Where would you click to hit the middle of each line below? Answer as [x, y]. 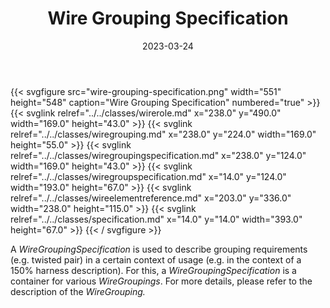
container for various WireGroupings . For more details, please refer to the [161, 281]
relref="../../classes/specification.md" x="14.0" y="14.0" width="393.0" [156, 219]
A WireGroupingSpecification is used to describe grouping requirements [159, 249]
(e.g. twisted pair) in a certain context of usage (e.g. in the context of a [156, 259]
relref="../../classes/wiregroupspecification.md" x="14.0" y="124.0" [148, 176]
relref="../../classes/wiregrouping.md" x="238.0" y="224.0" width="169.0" [163, 134]
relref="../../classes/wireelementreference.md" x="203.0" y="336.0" [151, 198]
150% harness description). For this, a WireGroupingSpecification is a [153, 270]
